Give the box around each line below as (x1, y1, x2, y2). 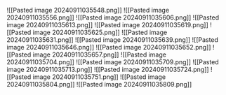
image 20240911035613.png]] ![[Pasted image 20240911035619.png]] (6, 21, 208, 29)
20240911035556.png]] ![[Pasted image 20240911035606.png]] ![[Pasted (6, 13, 219, 22)
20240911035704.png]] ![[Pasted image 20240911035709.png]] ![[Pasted (6, 58, 219, 66)
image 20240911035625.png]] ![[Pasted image (32, 28, 168, 36)
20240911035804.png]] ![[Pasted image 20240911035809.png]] (6, 80, 192, 88)
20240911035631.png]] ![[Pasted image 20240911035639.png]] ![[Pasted (6, 36, 219, 44)
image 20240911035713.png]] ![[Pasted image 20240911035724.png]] (6, 66, 209, 73)
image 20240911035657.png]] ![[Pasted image (32, 50, 166, 59)
